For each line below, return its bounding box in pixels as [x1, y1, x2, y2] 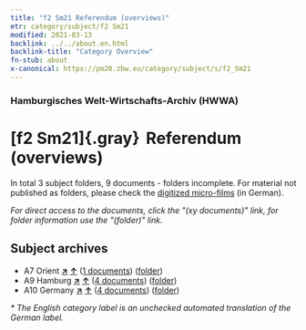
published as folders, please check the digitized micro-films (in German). [10, 187, 284, 198]
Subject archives [10, 241, 108, 256]
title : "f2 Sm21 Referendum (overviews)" [10, 13, 170, 23]
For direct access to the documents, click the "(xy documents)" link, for [10, 204, 279, 215]
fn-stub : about [10, 56, 68, 65]
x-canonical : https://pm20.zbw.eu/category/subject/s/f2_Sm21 [10, 65, 251, 74]
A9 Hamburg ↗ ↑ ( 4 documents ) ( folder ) [23, 274, 178, 285]
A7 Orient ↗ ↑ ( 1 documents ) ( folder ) [23, 265, 163, 276]
